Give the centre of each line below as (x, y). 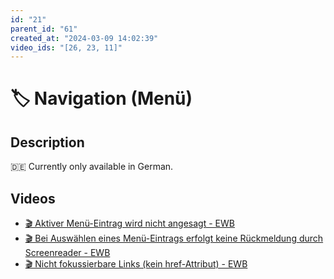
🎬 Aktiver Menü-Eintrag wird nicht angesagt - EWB (129, 223)
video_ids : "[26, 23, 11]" (66, 47)
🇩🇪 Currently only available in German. (92, 167)
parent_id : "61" (44, 29)
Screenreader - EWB (67, 253)
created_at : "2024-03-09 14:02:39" (84, 38)
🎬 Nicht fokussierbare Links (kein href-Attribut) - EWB (136, 264)
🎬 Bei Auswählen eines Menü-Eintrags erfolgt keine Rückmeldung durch (174, 238)
